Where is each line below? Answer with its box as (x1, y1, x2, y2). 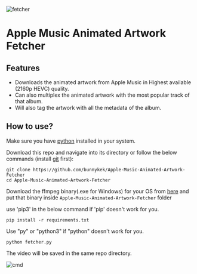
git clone (6, 167, 31, 173)
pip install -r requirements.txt (6, 217, 90, 223)
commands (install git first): (6, 155, 73, 162)
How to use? (6, 121, 54, 131)
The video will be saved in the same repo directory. (6, 250, 133, 257)
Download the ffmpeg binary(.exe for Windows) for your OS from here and (6, 187, 189, 195)
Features (6, 63, 40, 73)
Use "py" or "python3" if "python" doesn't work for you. (6, 227, 144, 235)
